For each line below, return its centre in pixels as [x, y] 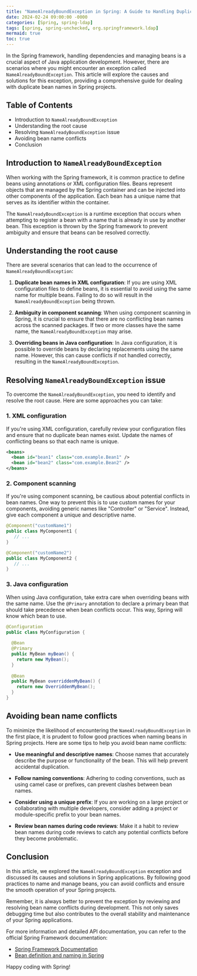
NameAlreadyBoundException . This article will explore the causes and [87, 74]
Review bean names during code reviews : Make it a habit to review [96, 826]
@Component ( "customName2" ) [39, 553]
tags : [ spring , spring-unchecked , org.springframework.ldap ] [82, 28]
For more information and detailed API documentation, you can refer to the [96, 931]
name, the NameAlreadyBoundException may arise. [74, 332]
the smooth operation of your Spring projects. [61, 890]
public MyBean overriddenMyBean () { [56, 681]
